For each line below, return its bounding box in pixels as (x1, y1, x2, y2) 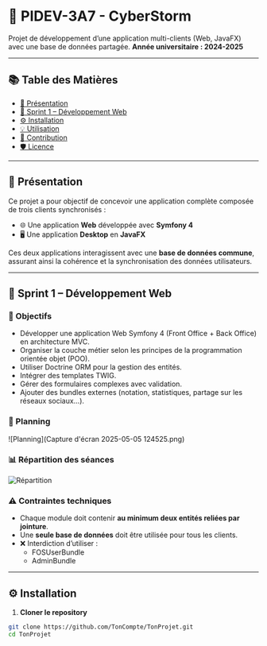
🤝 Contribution (19, 133, 68, 142)
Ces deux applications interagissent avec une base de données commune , (8, 248, 255, 257)
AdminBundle (31, 556, 76, 566)
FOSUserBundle (31, 547, 85, 557)
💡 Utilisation (19, 123, 60, 133)
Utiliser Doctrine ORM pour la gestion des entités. (19, 362, 183, 372)
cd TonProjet (8, 630, 52, 638)
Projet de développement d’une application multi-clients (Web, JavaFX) (8, 33, 242, 43)
